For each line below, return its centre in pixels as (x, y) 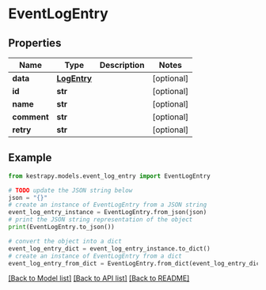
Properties (35, 43)
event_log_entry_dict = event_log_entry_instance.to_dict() (110, 249)
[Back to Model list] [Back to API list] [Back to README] (99, 278)
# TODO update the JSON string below (70, 190)
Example (30, 158)
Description (122, 65)
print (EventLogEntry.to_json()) (61, 227)
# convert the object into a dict (65, 241)
